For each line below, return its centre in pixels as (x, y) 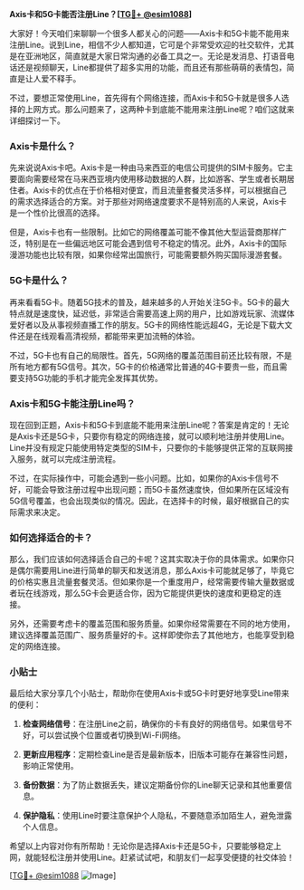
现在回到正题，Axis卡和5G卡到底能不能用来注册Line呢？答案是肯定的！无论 (149, 425)
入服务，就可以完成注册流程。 (65, 459)
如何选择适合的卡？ (51, 538)
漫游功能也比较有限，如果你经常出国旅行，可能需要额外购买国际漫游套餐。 (148, 255)
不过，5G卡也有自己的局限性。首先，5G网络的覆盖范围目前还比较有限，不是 (151, 355)
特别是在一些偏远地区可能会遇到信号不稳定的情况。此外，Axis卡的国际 (156, 244)
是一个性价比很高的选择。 (57, 213)
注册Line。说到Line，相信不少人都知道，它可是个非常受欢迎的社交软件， (144, 45)
